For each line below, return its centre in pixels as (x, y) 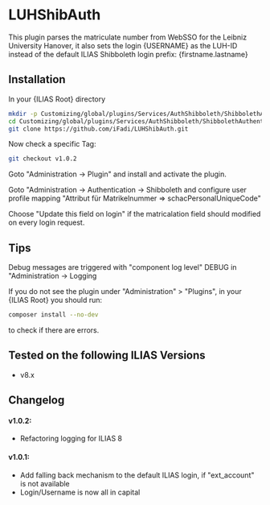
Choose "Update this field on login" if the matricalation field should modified (135, 214)
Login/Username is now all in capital (80, 492)
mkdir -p (23, 114)
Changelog (37, 400)
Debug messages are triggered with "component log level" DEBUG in (123, 267)
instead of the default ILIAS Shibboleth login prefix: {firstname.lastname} (129, 54)
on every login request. (47, 222)
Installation (37, 79)
